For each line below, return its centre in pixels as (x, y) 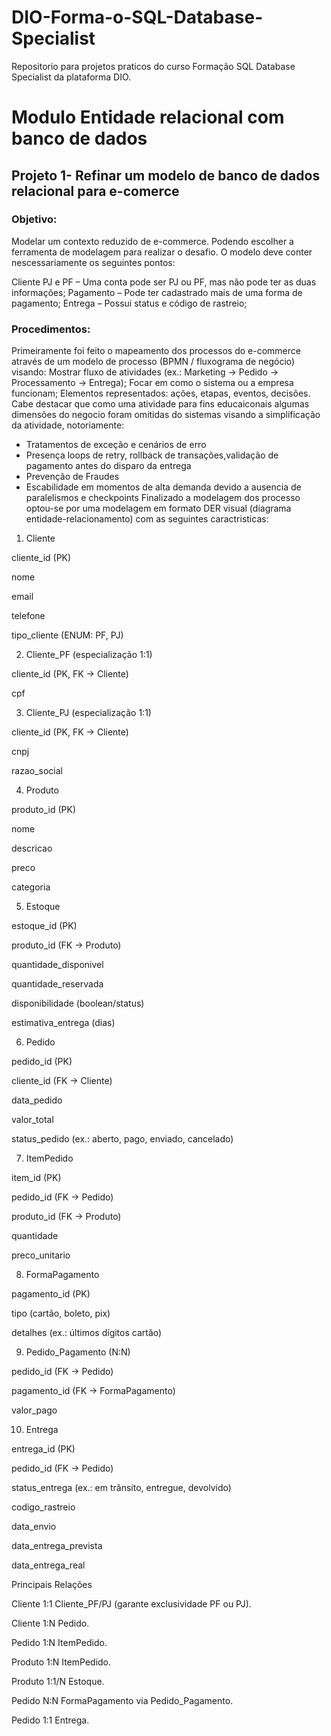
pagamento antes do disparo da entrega (108, 466)
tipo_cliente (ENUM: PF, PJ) (67, 635)
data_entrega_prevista (57, 1546)
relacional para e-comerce (95, 191)
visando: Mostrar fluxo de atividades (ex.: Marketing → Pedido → (145, 372)
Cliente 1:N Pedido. (50, 1623)
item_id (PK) (36, 1178)
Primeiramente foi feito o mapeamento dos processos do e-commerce (156, 351)
